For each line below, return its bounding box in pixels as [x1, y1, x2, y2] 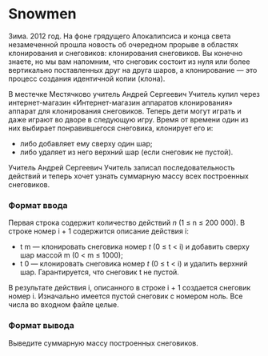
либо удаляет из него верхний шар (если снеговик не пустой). [19, 147, 234, 157]
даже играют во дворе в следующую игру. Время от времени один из [8, 114, 249, 124]
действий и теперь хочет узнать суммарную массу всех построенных [8, 171, 250, 181]
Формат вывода [8, 320, 74, 331]
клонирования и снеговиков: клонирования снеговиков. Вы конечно [8, 48, 243, 58]
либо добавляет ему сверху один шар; [19, 138, 153, 148]
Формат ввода [8, 199, 68, 210]
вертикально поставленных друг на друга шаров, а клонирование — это [8, 65, 258, 74]
